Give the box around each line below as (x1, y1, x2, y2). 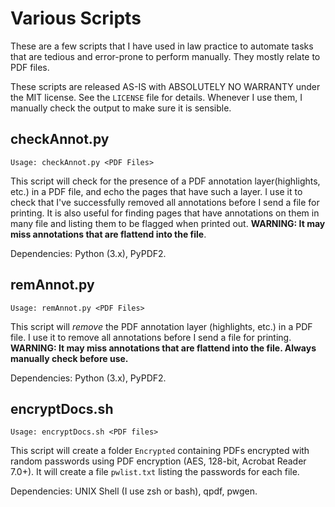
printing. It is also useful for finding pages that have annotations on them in (10, 207, 320, 219)
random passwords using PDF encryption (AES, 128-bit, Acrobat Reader (10, 455, 307, 467)
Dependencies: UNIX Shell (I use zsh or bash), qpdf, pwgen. (10, 485, 258, 497)
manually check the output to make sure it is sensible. (10, 102, 232, 114)
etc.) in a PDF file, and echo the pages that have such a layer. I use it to (10, 185, 303, 197)
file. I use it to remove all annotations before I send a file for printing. (10, 331, 292, 343)
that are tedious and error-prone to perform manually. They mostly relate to (10, 50, 321, 62)
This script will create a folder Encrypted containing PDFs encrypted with (10, 445, 310, 457)
